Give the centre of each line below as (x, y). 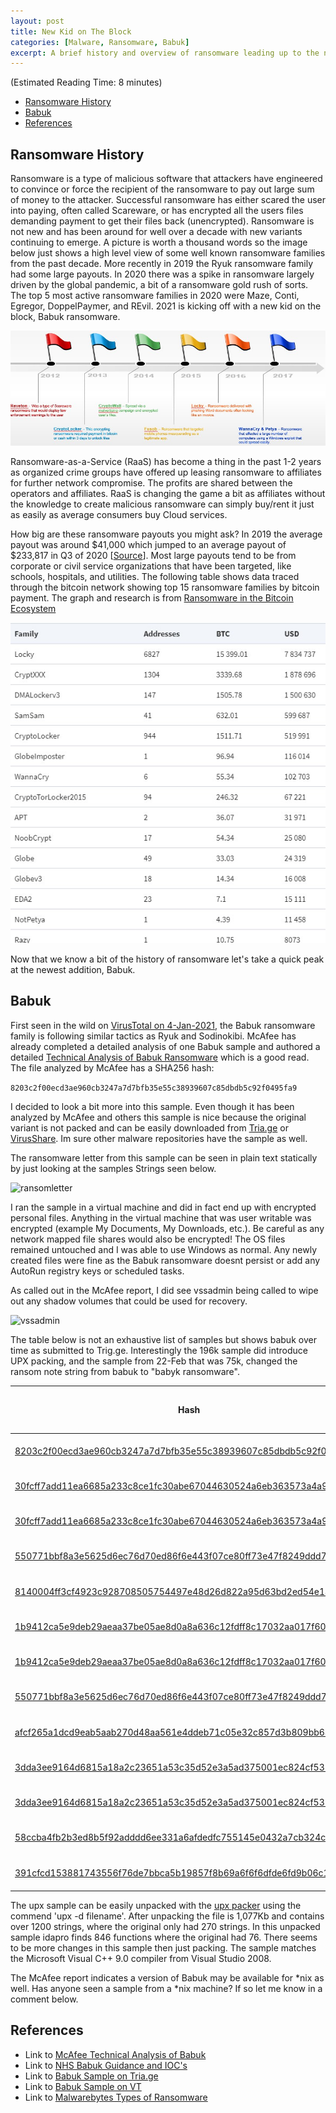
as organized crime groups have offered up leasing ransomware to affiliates (166, 472)
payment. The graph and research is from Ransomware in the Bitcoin (152, 598)
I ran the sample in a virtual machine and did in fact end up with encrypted (163, 1207)
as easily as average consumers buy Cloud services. (119, 515)
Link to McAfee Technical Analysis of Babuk (115, 2054)
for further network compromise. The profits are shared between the (151, 483)
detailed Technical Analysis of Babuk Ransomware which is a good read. (160, 1057)
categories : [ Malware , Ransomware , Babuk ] (100, 42)
